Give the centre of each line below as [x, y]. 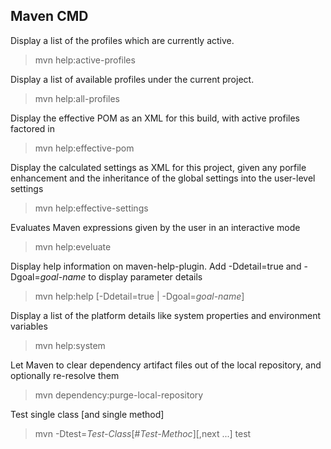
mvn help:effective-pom [84, 148]
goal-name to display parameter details [121, 276]
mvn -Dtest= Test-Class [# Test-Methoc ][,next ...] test [143, 433]
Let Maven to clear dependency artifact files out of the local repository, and [166, 365]
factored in [33, 128]
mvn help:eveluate [73, 246]
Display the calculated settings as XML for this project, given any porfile [158, 167]
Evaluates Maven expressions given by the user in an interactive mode [155, 227]
